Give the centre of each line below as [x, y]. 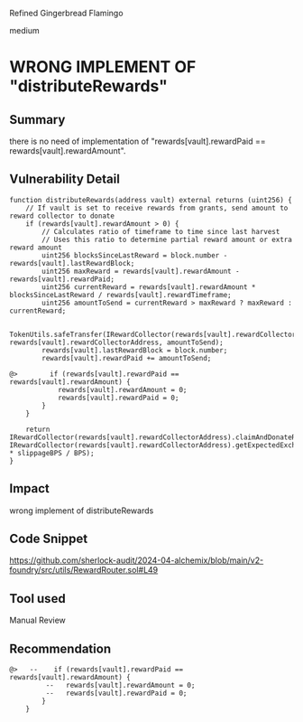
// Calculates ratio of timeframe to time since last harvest [161, 231]
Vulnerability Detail [64, 179]
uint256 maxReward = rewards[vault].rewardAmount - [141, 271]
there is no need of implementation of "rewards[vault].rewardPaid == [138, 141]
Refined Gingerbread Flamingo [66, 13]
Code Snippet [49, 539]
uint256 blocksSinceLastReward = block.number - [135, 255]
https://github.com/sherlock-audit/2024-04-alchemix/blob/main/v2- [137, 560]
